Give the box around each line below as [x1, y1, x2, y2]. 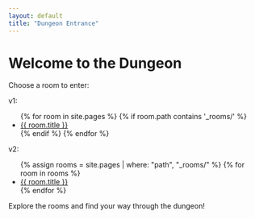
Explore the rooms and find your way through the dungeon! [8, 201, 206, 211]
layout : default [8, 11, 63, 20]
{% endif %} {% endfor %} [19, 129, 110, 138]
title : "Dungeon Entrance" [8, 19, 99, 27]
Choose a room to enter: [8, 81, 90, 90]
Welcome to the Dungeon [8, 54, 182, 72]
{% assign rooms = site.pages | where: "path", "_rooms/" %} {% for [19, 160, 245, 170]
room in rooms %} [19, 168, 81, 178]
